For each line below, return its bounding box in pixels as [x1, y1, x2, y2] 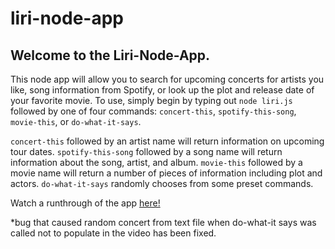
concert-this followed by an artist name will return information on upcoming [10, 135, 325, 147]
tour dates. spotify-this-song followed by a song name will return [10, 146, 283, 157]
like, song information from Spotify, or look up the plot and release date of [10, 84, 315, 96]
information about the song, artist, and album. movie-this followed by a [10, 157, 303, 168]
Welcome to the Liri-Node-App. [10, 47, 211, 64]
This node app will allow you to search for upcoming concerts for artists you [10, 73, 325, 85]
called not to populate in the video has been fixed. [10, 227, 217, 239]
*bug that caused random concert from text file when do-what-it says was [10, 217, 317, 228]
